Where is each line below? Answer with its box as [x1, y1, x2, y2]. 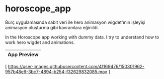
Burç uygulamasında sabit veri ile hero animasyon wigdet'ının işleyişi [5, 19, 146, 25]
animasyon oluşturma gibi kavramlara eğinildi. [5, 24, 99, 30]
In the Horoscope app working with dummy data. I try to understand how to [5, 34, 160, 40]
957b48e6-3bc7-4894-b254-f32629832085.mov [5, 69, 108, 75]
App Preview [7, 51, 39, 58]
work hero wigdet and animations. [5, 39, 75, 45]
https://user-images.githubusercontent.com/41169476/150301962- [8, 63, 145, 69]
